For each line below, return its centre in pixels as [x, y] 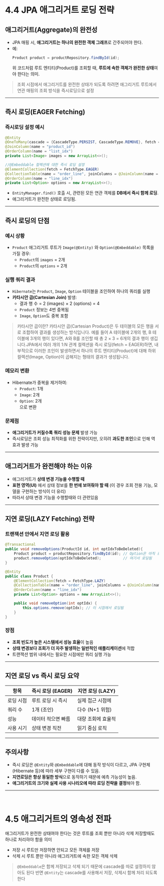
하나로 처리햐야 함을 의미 [29, 839]
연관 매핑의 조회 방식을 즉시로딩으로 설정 [55, 90]
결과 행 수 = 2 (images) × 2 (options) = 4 [60, 304]
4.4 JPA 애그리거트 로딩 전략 [60, 10]
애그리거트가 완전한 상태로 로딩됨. [44, 199]
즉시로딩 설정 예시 [25, 127]
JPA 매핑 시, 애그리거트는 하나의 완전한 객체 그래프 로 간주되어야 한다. [77, 42]
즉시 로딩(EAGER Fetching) [45, 112]
